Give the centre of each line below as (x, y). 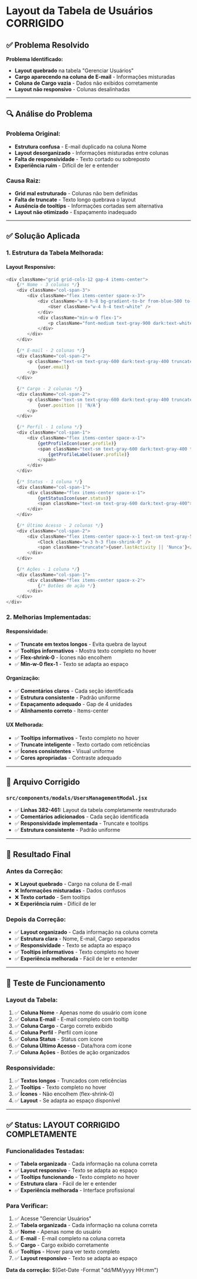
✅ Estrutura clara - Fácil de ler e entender (66, 1183)
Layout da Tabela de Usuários (80, 11)
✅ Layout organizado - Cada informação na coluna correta (86, 932)
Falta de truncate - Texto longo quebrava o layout (75, 199)
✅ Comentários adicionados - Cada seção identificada (81, 817)
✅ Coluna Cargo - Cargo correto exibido (64, 1025)
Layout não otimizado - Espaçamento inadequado (76, 212)
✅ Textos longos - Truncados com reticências (71, 1081)
